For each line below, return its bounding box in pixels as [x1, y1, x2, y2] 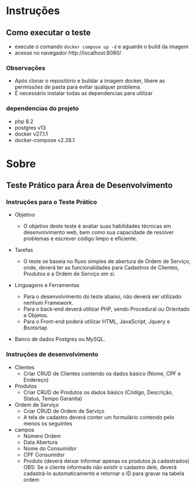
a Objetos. [23, 312, 49, 319]
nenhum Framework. [23, 299, 74, 307]
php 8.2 [14, 117, 34, 124]
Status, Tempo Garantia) [23, 395, 83, 402]
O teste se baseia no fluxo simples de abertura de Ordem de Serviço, [23, 258, 191, 265]
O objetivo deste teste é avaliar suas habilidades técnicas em [23, 223, 171, 230]
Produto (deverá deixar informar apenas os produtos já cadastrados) [23, 457, 190, 465]
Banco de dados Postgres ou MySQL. [14, 336, 106, 343]
